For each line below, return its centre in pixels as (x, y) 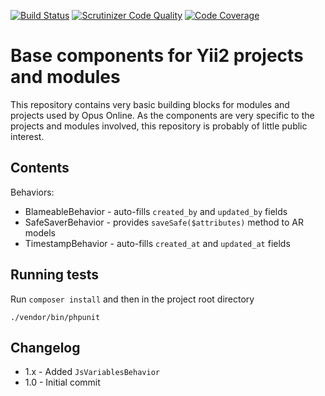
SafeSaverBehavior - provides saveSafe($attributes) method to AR (164, 222)
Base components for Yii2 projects (157, 56)
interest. (27, 136)
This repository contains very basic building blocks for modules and (150, 104)
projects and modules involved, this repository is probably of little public (159, 126)
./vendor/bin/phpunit (55, 317)
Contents (40, 168)
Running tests (55, 275)
